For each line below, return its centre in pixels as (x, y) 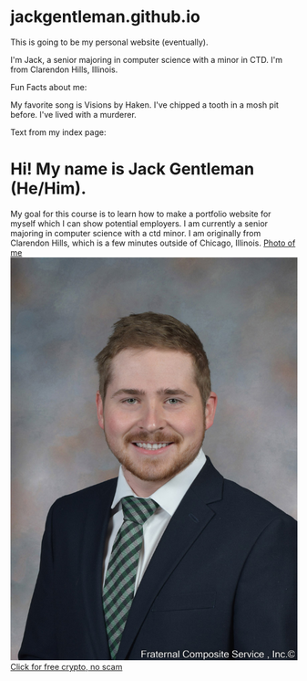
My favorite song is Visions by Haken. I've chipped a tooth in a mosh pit (144, 105)
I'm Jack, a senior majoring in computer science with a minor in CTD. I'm (147, 59)
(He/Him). (48, 189)
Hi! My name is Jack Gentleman (132, 169)
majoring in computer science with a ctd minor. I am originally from (136, 233)
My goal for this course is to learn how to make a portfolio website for (141, 214)
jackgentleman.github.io (106, 17)
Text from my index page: (58, 132)
